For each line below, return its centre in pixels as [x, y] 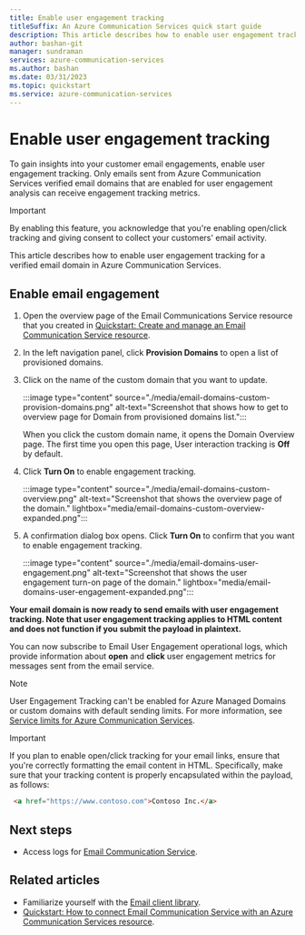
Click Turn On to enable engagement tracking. [109, 472]
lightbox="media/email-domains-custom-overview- [168, 508]
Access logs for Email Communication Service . [110, 851]
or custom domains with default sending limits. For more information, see [146, 711]
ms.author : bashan [44, 69]
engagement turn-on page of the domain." [102, 582]
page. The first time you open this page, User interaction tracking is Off [156, 444]
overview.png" [49, 499]
